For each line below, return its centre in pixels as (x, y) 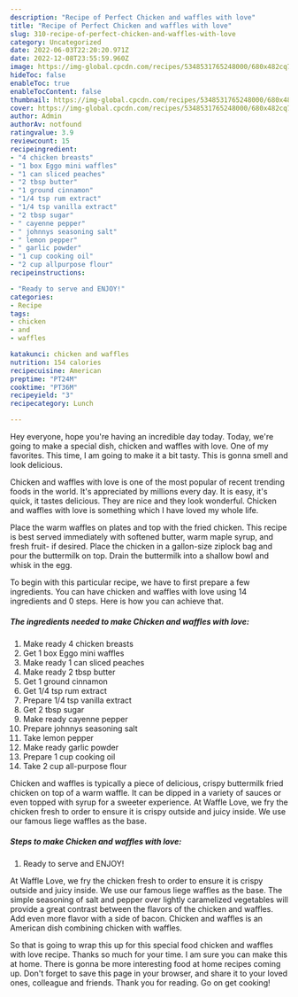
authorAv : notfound (46, 125)
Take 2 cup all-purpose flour (75, 766)
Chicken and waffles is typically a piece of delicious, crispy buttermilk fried (147, 783)
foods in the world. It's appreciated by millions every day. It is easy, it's (139, 491)
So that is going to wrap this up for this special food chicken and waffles (141, 945)
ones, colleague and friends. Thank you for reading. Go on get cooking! (140, 982)
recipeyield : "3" (42, 395)
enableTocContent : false (56, 91)
